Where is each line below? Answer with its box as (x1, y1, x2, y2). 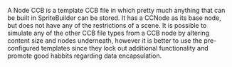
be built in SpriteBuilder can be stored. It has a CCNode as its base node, (7, 14, 222, 22)
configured (7, 44, 40, 52)
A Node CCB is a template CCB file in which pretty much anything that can (7, 6, 226, 14)
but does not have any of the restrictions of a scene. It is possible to (7, 21, 207, 29)
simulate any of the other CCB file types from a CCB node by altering (7, 29, 210, 37)
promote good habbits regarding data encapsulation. (7, 51, 162, 60)
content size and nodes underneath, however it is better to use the (7, 36, 203, 45)
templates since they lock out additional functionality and (41, 44, 209, 52)
